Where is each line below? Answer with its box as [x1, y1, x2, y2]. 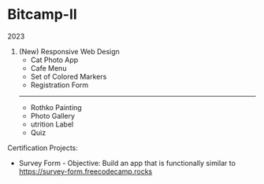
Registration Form [30, 80, 89, 90]
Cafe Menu [30, 63, 67, 72]
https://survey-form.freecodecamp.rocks [18, 167, 153, 176]
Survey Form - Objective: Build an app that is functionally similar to [18, 158, 236, 167]
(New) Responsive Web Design [18, 46, 120, 56]
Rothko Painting [30, 102, 82, 112]
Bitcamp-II [7, 6, 78, 24]
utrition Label [30, 120, 74, 129]
